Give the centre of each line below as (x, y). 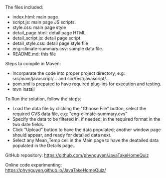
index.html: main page (35, 17)
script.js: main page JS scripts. (44, 22)
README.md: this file (34, 54)
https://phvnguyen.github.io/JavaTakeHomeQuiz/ (56, 170)
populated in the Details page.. (44, 146)
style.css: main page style (39, 27)
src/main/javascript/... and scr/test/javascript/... (61, 79)
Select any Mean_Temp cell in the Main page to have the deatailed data (85, 140)
